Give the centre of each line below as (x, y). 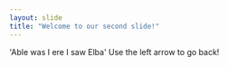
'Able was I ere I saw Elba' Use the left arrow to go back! (114, 52)
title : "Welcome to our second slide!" (85, 26)
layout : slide (36, 18)
